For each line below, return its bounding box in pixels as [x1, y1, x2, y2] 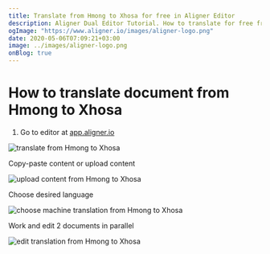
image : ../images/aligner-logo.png [8, 42, 128, 50]
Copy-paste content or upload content [8, 158, 136, 168]
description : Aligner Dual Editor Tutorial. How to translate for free [8, 19, 253, 27]
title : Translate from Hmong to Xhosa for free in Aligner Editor [8, 11, 235, 20]
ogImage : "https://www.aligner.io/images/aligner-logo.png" [8, 27, 215, 35]
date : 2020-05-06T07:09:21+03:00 [8, 34, 121, 43]
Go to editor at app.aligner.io [19, 127, 115, 137]
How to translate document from [8, 84, 230, 102]
